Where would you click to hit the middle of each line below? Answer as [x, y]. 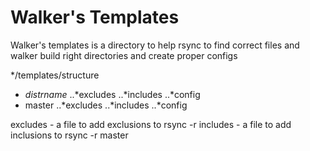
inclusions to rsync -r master [69, 135]
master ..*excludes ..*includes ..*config [106, 105]
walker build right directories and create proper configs [124, 55]
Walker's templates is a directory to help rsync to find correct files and [155, 45]
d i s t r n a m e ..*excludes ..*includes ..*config [112, 94]
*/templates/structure [55, 75]
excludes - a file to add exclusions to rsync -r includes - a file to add [151, 124]
